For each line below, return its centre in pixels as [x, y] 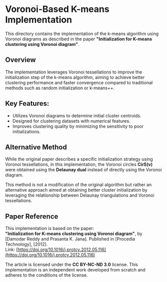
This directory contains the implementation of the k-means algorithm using [82, 33]
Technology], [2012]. [27, 244]
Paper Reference [32, 216]
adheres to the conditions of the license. [47, 275]
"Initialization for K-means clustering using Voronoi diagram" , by [74, 234]
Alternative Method [36, 147]
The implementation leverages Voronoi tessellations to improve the [74, 72]
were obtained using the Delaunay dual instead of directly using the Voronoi [83, 170]
